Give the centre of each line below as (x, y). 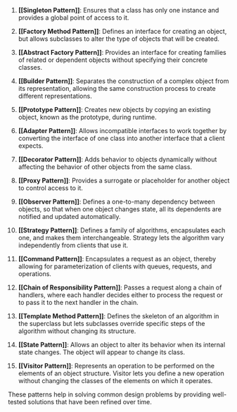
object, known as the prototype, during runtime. (87, 117)
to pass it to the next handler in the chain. (78, 302)
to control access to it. (51, 188)
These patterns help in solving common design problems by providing (109, 394)
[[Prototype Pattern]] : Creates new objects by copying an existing (114, 110)
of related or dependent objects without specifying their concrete (113, 60)
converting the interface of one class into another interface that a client (121, 138)
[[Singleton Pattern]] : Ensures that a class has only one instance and (118, 10)
